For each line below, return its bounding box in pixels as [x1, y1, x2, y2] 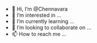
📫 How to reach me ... [11, 31, 66, 37]
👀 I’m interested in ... [11, 12, 62, 19]
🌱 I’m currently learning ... [11, 18, 75, 24]
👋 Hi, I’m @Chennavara [11, 6, 68, 12]
